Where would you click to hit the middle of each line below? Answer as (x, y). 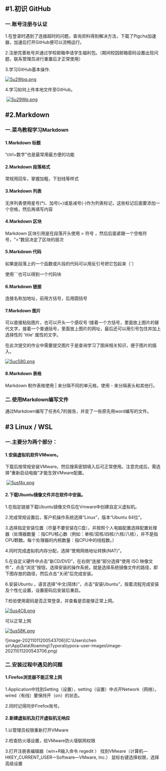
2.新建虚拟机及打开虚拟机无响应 (38, 718)
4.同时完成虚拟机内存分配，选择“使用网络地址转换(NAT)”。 (65, 550)
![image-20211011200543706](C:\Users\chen (51, 640)
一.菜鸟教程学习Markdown (37, 130)
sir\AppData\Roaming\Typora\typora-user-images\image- (64, 645)
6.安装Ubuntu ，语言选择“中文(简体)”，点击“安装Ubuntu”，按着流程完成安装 (82, 584)
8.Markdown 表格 (23, 374)
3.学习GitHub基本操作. (28, 69)
